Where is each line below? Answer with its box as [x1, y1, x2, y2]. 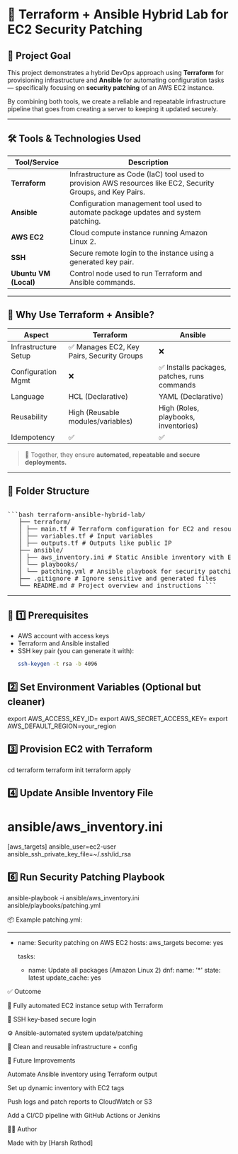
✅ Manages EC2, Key [68, 341, 140, 351]
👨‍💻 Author [7, 1124, 38, 1133]
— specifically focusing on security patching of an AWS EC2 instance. [7, 84, 215, 91]
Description [128, 157, 169, 167]
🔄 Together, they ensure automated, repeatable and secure [24, 450, 200, 459]
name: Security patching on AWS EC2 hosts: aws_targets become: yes [17, 938, 224, 946]
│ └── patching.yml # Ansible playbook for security [18, 567, 205, 576]
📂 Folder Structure [7, 485, 90, 497]
